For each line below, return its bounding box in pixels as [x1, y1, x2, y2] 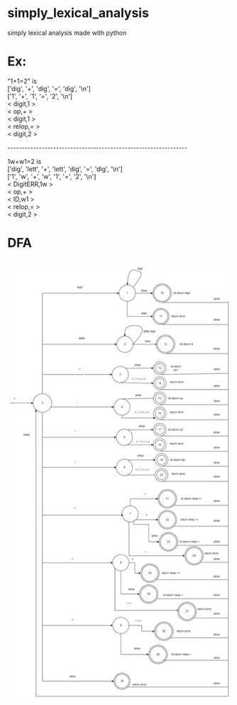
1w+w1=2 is [7, 157, 42, 165]
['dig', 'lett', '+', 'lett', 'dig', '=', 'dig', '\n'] [7, 165, 123, 173]
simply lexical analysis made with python [7, 28, 127, 37]
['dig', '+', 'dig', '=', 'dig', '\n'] [7, 84, 91, 93]
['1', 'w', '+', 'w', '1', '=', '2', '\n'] [7, 172, 97, 180]
